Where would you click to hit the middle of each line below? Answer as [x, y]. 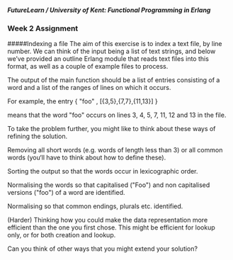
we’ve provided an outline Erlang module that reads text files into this [108, 59]
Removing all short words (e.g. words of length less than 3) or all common [115, 150]
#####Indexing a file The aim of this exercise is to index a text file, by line [115, 44]
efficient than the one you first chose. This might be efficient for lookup [112, 227]
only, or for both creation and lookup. [62, 235]
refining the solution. [38, 136]
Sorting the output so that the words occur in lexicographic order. [103, 171]
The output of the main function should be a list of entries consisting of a [114, 80]
